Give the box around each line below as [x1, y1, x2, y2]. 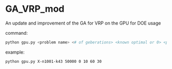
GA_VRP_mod [5, 3, 65, 15]
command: [5, 30, 28, 36]
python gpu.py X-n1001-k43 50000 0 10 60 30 [5, 59, 102, 64]
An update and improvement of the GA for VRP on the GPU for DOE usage [5, 20, 161, 26]
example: [5, 49, 25, 55]
